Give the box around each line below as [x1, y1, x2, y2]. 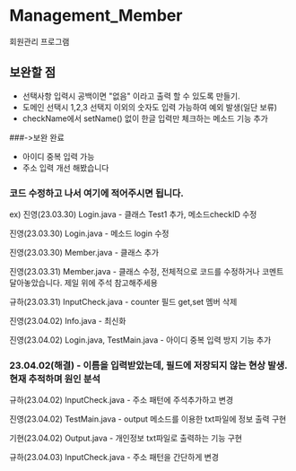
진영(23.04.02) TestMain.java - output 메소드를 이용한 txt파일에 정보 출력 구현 [9, 414, 287, 424]
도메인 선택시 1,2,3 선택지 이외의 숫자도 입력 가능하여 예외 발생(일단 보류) [22, 101, 278, 112]
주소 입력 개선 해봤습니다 [22, 162, 109, 173]
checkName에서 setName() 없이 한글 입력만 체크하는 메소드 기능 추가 [22, 113, 269, 124]
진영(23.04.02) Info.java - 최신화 [9, 316, 126, 327]
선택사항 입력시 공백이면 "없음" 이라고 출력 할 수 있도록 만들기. [22, 91, 240, 101]
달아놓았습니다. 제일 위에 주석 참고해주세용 [9, 277, 159, 288]
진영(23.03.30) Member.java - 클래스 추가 [9, 248, 160, 258]
